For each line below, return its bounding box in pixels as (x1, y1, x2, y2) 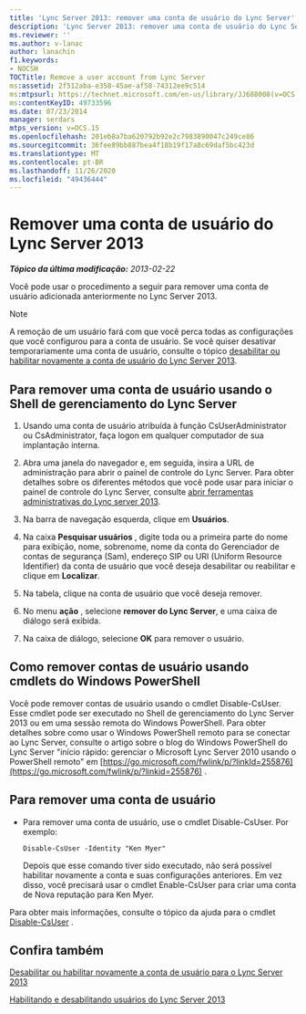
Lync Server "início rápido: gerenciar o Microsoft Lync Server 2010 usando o (9, 746, 297, 758)
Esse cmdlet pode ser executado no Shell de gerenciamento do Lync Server (9, 707, 294, 718)
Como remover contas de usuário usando (9, 659, 250, 675)
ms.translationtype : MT (9, 149, 100, 158)
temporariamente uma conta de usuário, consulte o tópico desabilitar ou (9, 346, 280, 357)
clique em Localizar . (22, 570, 100, 580)
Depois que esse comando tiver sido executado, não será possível (22, 860, 272, 871)
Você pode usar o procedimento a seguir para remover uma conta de (9, 281, 269, 292)
